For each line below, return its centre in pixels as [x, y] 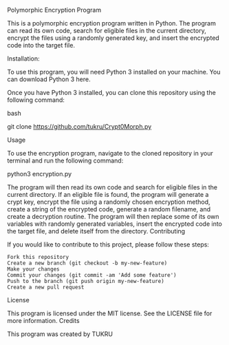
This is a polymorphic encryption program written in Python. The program [112, 23]
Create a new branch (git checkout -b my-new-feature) [87, 263]
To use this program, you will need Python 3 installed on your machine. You [114, 72]
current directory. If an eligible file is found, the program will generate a [108, 195]
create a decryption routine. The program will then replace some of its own [113, 217]
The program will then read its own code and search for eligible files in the [112, 187]
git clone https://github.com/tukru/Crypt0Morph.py [79, 126]
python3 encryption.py [40, 174]
